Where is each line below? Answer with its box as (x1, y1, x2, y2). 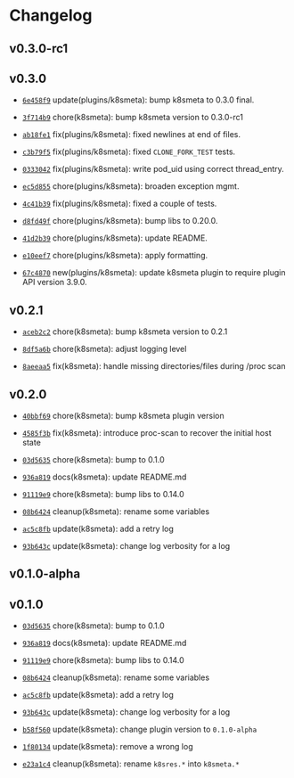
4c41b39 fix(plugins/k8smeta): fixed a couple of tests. (21, 198, 217, 209)
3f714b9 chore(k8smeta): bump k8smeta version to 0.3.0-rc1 (21, 112, 243, 123)
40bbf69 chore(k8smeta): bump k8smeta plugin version (21, 411, 225, 422)
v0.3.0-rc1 (9, 41, 69, 56)
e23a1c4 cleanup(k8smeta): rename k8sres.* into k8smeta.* (21, 758, 241, 769)
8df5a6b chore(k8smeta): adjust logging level (21, 344, 187, 355)
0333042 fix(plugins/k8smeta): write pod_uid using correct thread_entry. (21, 164, 285, 175)
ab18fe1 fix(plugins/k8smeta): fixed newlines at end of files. (21, 129, 241, 140)
